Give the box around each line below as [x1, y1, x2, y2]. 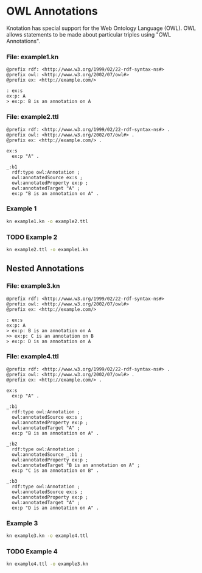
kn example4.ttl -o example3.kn [6, 561, 88, 568]
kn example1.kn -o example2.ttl [6, 218, 88, 224]
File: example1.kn [6, 52, 59, 61]
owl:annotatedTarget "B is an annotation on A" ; [12, 462, 140, 468]
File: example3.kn [6, 282, 60, 290]
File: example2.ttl [6, 113, 59, 121]
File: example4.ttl [6, 352, 59, 361]
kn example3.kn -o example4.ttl [6, 533, 88, 539]
